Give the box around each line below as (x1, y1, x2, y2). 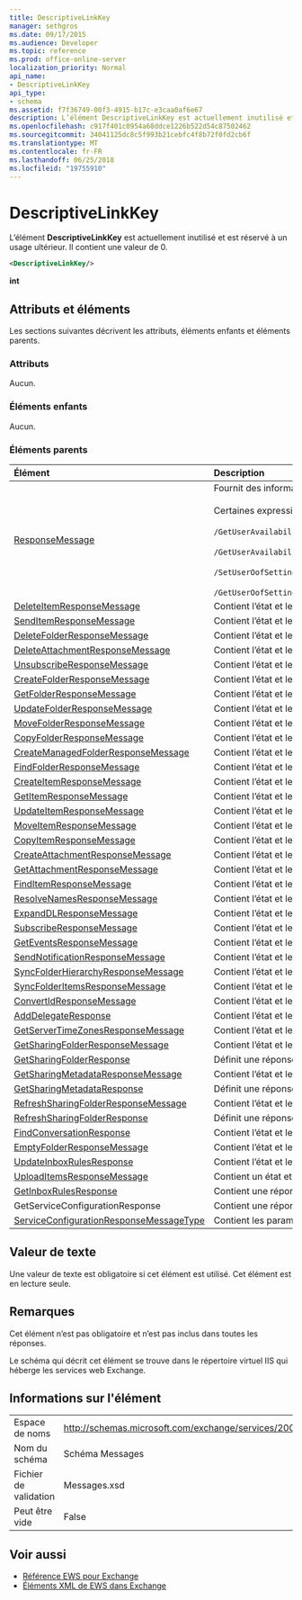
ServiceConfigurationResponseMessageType (13, 1214, 205, 1227)
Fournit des (213, 481, 262, 494)
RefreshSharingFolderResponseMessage (13, 1097, 187, 1110)
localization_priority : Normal (9, 64, 127, 73)
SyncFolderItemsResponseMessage (13, 980, 166, 993)
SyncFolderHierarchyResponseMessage (13, 965, 184, 977)
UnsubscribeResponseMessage (13, 658, 149, 670)
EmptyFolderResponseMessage (13, 1140, 148, 1153)
